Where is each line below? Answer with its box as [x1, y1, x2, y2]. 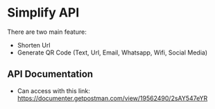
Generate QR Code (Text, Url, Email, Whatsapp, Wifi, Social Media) [17, 48, 208, 57]
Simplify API [7, 5, 80, 21]
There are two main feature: [7, 28, 87, 36]
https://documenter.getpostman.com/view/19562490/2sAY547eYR [17, 94, 208, 102]
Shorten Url [17, 41, 51, 49]
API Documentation [7, 68, 94, 80]
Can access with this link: [17, 86, 90, 95]
